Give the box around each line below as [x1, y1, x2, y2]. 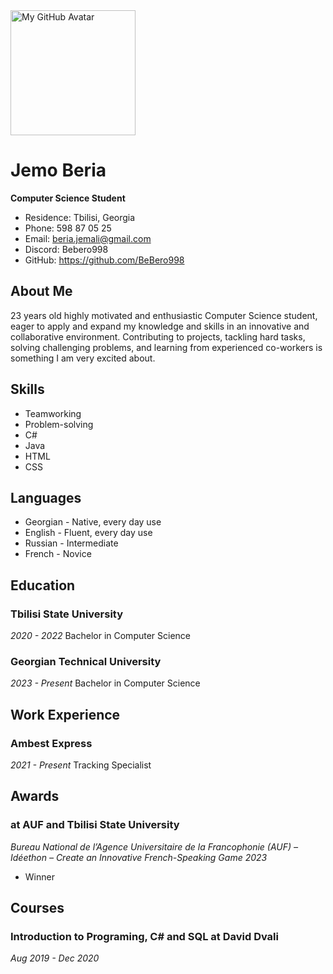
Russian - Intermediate [24, 537, 119, 549]
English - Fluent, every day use [24, 527, 153, 539]
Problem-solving [24, 418, 94, 430]
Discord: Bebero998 [24, 243, 109, 255]
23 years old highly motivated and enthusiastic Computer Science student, [10, 309, 318, 321]
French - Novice [24, 548, 92, 560]
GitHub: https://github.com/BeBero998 [24, 254, 185, 266]
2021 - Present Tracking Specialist [10, 759, 152, 771]
